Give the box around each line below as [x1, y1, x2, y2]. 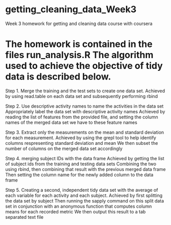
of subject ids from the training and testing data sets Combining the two [5, 161, 157, 167]
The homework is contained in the [5, 38, 153, 50]
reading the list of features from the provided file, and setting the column [5, 114, 158, 120]
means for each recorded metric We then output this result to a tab [5, 208, 146, 215]
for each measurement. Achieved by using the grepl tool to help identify [5, 134, 157, 141]
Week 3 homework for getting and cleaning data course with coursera [5, 20, 153, 27]
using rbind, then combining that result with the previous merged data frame [5, 166, 166, 172]
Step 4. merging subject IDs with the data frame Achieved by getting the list [5, 155, 164, 161]
